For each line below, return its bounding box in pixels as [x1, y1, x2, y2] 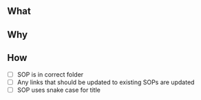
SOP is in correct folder [17, 70, 84, 78]
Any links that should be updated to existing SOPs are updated [17, 78, 195, 86]
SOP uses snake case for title [17, 86, 101, 94]
